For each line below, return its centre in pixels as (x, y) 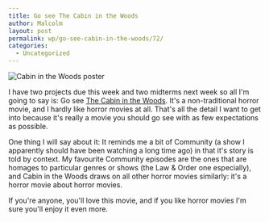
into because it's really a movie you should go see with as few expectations (134, 117)
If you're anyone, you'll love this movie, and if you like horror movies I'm (128, 200)
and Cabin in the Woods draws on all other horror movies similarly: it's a (128, 176)
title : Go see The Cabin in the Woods (73, 16)
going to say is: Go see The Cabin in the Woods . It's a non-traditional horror (134, 101)
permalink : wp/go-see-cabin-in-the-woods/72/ (86, 38)
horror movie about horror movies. (66, 185)
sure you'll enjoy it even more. (58, 209)
